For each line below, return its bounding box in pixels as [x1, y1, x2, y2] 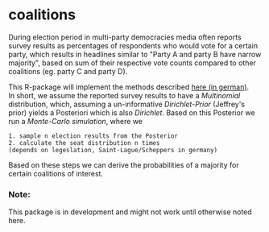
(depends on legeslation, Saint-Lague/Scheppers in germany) [8, 146, 218, 154]
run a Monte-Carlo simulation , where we [8, 116, 143, 126]
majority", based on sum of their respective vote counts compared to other [8, 58, 256, 68]
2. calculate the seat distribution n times [8, 139, 160, 147]
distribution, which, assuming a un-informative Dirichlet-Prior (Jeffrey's [8, 99, 246, 109]
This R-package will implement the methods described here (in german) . [8, 82, 250, 92]
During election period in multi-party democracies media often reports [8, 32, 242, 42]
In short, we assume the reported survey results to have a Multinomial [8, 90, 241, 100]
